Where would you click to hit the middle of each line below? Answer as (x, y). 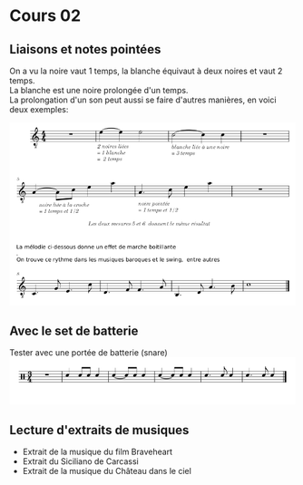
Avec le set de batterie (74, 331)
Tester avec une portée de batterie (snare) (88, 353)
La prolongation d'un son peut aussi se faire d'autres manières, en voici (143, 100)
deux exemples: (39, 109)
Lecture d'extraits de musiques (99, 430)
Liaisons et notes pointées (85, 49)
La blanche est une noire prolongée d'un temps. (99, 90)
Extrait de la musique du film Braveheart (98, 452)
